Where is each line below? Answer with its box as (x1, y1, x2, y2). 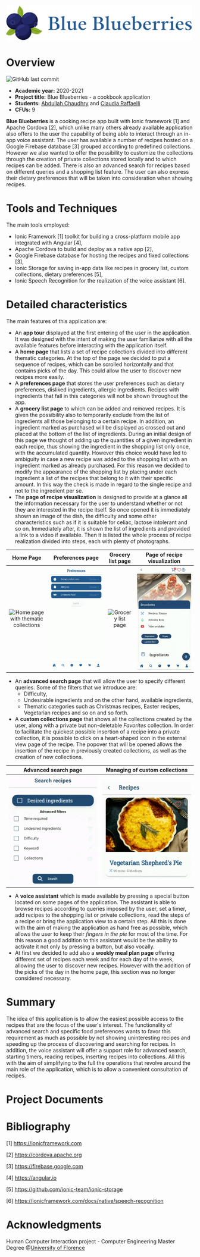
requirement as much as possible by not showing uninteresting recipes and (6, 1034, 190, 1042)
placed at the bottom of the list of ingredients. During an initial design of (14, 430, 192, 437)
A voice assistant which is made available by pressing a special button (14, 892, 189, 899)
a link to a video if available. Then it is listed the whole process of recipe (14, 531, 192, 538)
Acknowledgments (6, 1218, 102, 1232)
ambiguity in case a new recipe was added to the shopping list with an (14, 456, 187, 462)
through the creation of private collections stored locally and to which (6, 156, 177, 163)
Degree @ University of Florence (6, 1245, 85, 1252)
